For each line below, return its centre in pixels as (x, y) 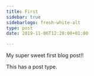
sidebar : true (24, 17)
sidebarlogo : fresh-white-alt (43, 22)
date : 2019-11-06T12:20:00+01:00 (47, 34)
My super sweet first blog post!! (45, 55)
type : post (20, 28)
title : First (22, 11)
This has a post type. (32, 67)
